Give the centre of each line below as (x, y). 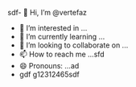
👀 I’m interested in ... (53, 28)
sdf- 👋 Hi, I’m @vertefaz (47, 12)
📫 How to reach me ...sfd (62, 54)
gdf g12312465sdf (49, 74)
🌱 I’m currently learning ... (62, 37)
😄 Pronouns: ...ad (49, 66)
